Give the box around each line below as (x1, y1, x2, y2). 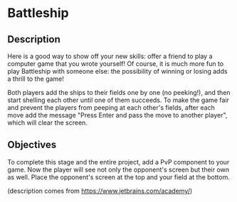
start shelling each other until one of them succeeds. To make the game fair (7, 96, 230, 104)
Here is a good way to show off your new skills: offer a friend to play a (7, 52, 213, 60)
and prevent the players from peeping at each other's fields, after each (7, 103, 215, 111)
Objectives (7, 139, 57, 151)
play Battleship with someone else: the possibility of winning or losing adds (7, 67, 228, 75)
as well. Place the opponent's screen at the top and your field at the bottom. (7, 172, 230, 181)
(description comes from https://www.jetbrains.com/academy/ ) (7, 186, 193, 195)
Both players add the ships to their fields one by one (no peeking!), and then (7, 89, 231, 96)
